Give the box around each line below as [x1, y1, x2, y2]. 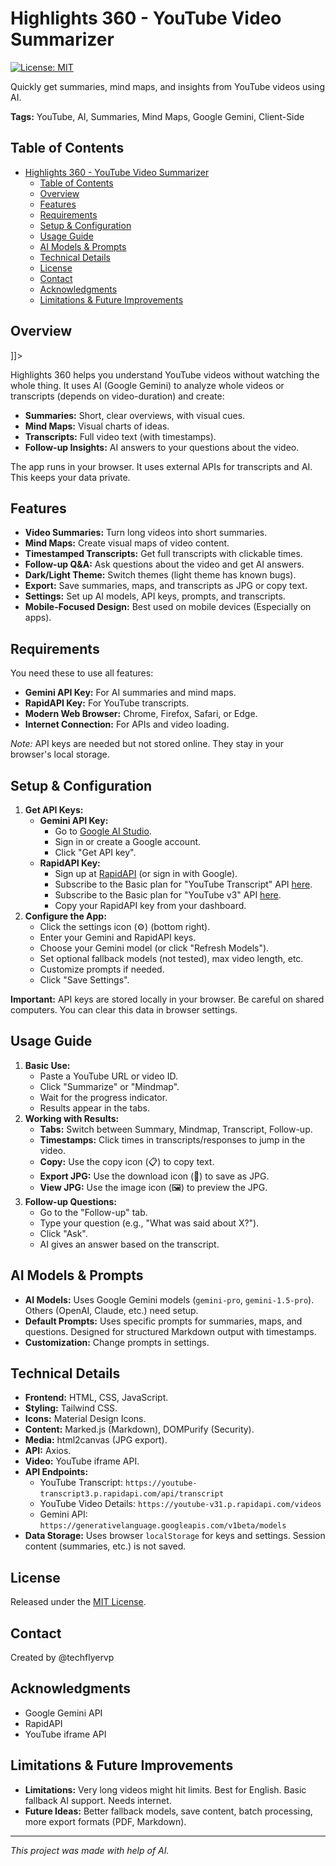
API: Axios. [24, 1445, 72, 1457]
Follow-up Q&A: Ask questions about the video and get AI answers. [24, 558, 305, 571]
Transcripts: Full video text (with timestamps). [24, 430, 217, 442]
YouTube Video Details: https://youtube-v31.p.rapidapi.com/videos [39, 1498, 322, 1510]
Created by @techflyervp [10, 1652, 115, 1664]
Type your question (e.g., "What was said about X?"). [39, 1217, 260, 1229]
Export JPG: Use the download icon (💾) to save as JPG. [39, 1170, 270, 1182]
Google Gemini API [24, 1707, 103, 1719]
